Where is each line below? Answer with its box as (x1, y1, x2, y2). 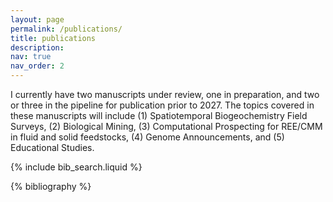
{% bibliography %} (10, 181, 92, 192)
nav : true (10, 52, 52, 62)
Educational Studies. (10, 142, 95, 153)
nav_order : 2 (10, 61, 65, 71)
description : (10, 42, 65, 53)
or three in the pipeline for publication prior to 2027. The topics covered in (10, 99, 315, 111)
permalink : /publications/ (10, 24, 123, 34)
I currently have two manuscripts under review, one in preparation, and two (10, 89, 320, 100)
